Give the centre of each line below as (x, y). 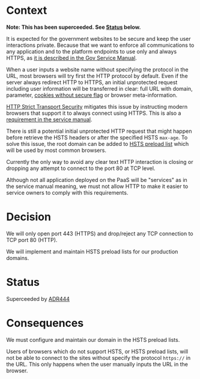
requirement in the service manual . (49, 119)
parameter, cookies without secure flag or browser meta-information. (92, 95)
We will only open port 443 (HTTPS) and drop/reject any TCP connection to (100, 233)
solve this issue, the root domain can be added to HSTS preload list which (98, 144)
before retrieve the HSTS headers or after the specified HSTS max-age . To (97, 137)
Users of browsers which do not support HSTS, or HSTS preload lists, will (97, 351)
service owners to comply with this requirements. (67, 192)
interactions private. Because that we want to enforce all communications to (100, 45)
